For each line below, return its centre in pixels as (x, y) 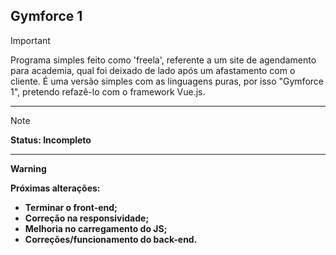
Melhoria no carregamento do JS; (96, 228)
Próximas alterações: (55, 188)
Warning (28, 168)
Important (30, 40)
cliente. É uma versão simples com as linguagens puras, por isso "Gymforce (167, 81)
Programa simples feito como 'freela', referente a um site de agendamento (163, 60)
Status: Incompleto (51, 140)
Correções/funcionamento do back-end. (111, 239)
